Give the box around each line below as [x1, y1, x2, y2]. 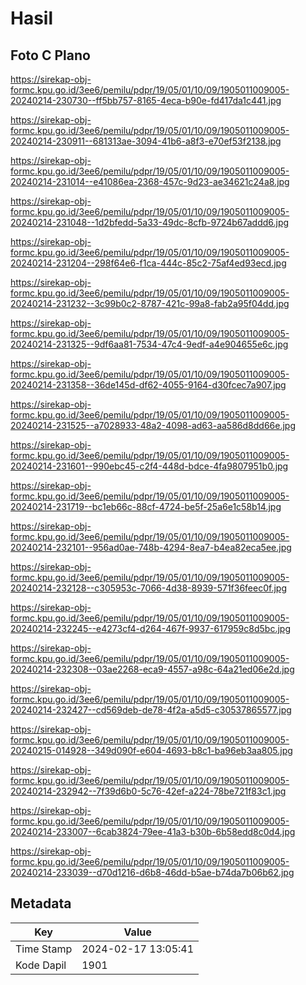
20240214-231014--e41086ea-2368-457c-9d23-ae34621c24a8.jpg [10, 176, 290, 187]
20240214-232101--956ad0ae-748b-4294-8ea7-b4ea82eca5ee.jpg [10, 542, 292, 553]
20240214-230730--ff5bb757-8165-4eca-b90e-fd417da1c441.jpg [10, 95, 282, 106]
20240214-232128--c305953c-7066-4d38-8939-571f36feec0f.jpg [10, 582, 287, 594]
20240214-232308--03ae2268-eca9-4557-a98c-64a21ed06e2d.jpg [10, 663, 295, 675]
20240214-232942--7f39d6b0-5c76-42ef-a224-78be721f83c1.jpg [10, 785, 287, 797]
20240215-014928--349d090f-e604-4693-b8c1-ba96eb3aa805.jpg [10, 745, 293, 756]
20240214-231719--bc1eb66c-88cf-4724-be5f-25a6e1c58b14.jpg [10, 501, 282, 512]
